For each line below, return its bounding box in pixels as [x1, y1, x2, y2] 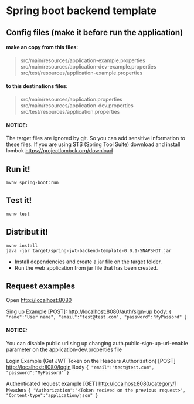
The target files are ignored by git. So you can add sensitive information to [6, 135, 186, 142]
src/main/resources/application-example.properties [20, 57, 145, 64]
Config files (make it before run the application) [6, 28, 183, 38]
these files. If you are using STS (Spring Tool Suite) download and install [6, 141, 181, 148]
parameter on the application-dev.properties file [6, 346, 122, 353]
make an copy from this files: [6, 44, 79, 51]
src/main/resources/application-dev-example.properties [20, 63, 156, 70]
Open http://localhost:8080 [6, 297, 72, 304]
